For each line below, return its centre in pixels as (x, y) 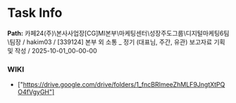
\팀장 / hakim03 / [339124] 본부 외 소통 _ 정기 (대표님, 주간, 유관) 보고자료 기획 (116, 42)
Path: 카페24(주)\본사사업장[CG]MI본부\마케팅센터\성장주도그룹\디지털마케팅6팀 (118, 33)
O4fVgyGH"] (36, 92)
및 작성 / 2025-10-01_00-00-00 (52, 50)
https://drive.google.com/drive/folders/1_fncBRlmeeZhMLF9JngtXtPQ (124, 85)
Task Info (35, 13)
